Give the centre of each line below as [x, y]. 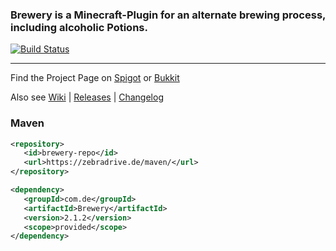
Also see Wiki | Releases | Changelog [87, 97]
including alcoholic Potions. [79, 27]
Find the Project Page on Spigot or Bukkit [95, 78]
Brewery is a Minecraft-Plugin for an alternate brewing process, [168, 15]
